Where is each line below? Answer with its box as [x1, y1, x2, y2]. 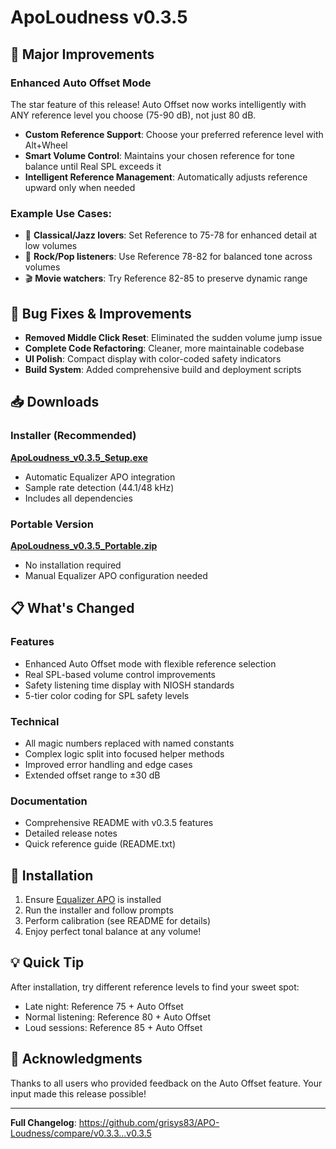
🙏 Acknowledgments [10, 1051, 143, 1068]
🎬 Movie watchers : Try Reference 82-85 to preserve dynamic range [24, 272, 308, 285]
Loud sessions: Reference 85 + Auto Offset [24, 1021, 203, 1033]
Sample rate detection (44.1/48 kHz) [24, 481, 175, 493]
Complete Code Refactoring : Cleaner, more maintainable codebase [24, 342, 305, 354]
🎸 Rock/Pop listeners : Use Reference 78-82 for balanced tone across [24, 251, 313, 263]
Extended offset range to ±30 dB [24, 769, 161, 781]
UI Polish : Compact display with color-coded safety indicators [24, 352, 282, 365]
